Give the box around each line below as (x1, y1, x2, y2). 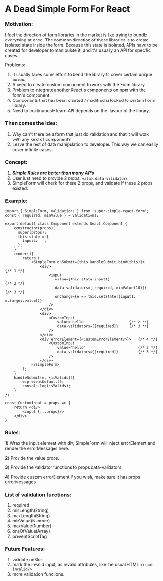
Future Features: (5, 545, 45, 552)
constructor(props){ (14, 226, 55, 231)
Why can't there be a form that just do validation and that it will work (12, 131, 149, 137)
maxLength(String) (12, 512, 50, 518)
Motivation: (5, 21, 33, 28)
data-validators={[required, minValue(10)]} (55, 285, 147, 291)
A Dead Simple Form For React (5, 3, 130, 15)
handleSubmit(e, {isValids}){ (14, 375, 75, 380)
